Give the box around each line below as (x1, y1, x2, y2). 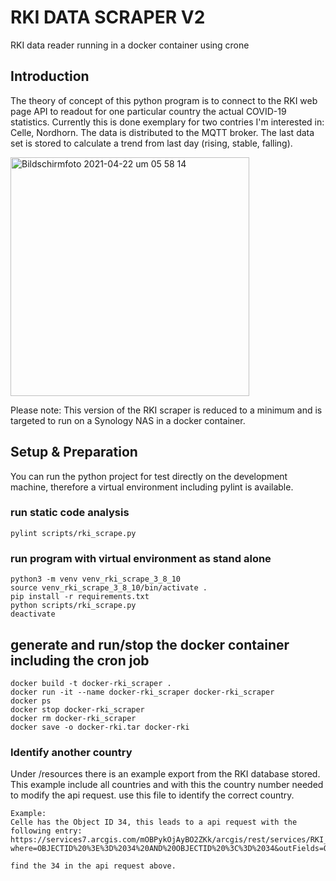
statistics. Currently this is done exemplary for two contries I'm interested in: (10, 116, 325, 128)
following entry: (10, 826, 83, 836)
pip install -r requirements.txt (10, 592, 150, 602)
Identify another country (10, 745, 133, 759)
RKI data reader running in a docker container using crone (10, 39, 250, 51)
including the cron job (10, 652, 150, 669)
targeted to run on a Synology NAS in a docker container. (10, 414, 246, 426)
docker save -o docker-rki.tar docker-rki (10, 722, 190, 732)
